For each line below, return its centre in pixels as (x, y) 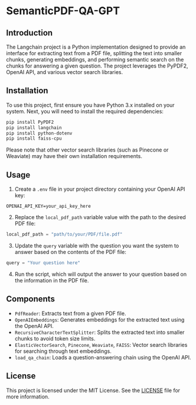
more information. (28, 396)
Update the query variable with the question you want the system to (97, 246)
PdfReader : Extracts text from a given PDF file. (70, 313)
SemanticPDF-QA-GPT (63, 11)
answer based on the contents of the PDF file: (71, 252)
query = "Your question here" (43, 263)
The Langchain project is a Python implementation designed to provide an (96, 47)
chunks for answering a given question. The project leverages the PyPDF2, (97, 66)
